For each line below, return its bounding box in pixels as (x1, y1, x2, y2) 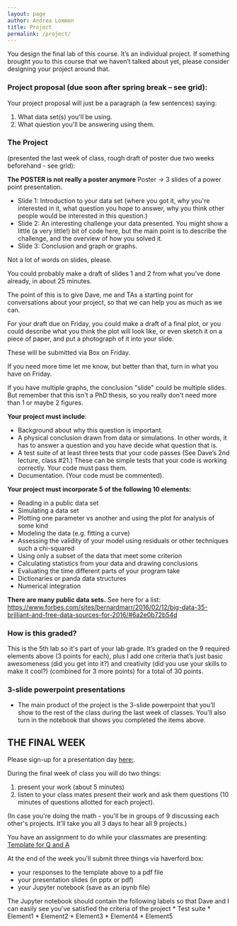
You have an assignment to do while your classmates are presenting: (7, 833, 208, 841)
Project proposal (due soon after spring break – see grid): (7, 82, 208, 92)
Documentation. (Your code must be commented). (17, 471, 164, 479)
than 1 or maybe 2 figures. (7, 398, 83, 407)
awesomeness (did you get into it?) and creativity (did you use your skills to (7, 660, 228, 668)
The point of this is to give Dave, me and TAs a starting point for (7, 290, 193, 299)
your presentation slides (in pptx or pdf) (17, 876, 134, 884)
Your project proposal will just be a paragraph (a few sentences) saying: (7, 99, 217, 107)
